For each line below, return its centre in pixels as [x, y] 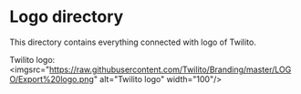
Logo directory [67, 17]
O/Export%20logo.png [52, 78]
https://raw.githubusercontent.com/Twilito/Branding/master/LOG [170, 69]
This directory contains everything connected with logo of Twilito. [133, 42]
